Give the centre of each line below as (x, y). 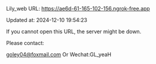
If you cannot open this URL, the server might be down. (74, 31)
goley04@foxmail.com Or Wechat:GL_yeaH (59, 55)
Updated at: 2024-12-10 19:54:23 (47, 20)
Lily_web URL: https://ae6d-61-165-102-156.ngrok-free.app (78, 9)
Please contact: (25, 43)
